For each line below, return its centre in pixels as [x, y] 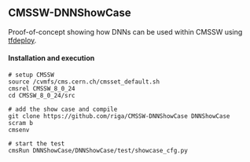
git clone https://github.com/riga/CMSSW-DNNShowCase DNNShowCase [119, 116]
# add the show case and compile [63, 109]
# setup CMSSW [31, 75]
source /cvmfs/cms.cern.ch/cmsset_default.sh [84, 82]
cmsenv [19, 130]
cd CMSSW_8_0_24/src [42, 96]
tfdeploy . [22, 40]
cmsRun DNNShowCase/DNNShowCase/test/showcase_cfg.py [98, 151]
